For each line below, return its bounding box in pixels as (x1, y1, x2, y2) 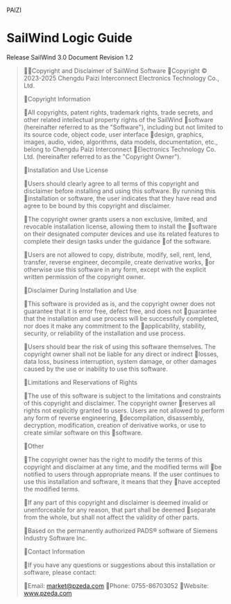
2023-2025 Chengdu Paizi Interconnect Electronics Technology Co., (23, 74, 220, 82)
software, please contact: (23, 568, 96, 576)
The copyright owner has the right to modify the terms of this (27, 455, 203, 464)
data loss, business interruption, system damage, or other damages (23, 357, 217, 365)
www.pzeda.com (23, 589, 72, 597)
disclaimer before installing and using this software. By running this (23, 187, 216, 195)
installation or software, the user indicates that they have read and (27, 194, 217, 202)
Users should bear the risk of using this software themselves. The (27, 342, 216, 351)
